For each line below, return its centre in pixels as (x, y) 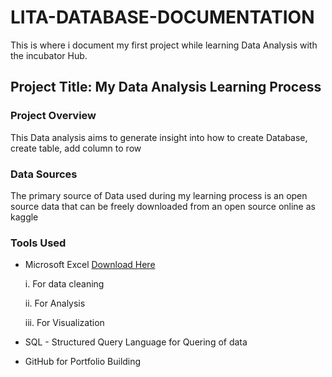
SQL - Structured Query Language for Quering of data (136, 342)
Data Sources (44, 174)
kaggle (24, 217)
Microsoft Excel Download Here (90, 265)
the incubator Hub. (49, 55)
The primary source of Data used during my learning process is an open (159, 195)
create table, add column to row (76, 148)
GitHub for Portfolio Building (83, 362)
